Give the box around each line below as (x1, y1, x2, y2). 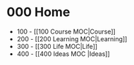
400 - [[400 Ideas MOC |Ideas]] (16, 50, 110, 58)
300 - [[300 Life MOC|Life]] (16, 42, 98, 50)
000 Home (6, 4, 71, 20)
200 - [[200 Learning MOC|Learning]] (16, 34, 128, 43)
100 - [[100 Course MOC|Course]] (16, 27, 116, 36)
